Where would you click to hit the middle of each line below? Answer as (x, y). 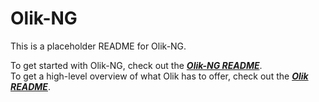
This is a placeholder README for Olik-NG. (98, 46)
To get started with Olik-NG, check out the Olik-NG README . (136, 65)
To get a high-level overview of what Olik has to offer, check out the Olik (159, 76)
